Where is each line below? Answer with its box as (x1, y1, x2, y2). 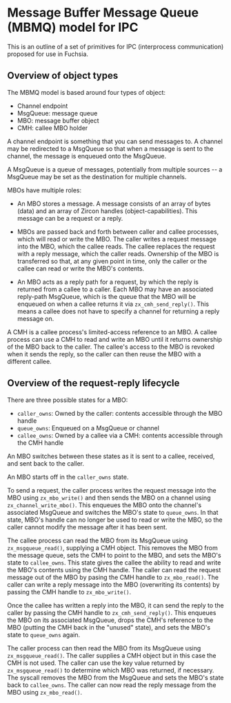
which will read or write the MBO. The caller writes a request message (17, 235, 217, 243)
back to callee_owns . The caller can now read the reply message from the (7, 680, 217, 689)
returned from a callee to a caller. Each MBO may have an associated (17, 285, 214, 293)
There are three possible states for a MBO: (7, 396, 128, 404)
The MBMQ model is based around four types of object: (7, 88, 166, 96)
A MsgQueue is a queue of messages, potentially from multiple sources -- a (7, 165, 223, 174)
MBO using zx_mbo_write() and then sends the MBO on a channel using (7, 493, 211, 502)
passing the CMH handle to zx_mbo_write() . (7, 587, 132, 596)
